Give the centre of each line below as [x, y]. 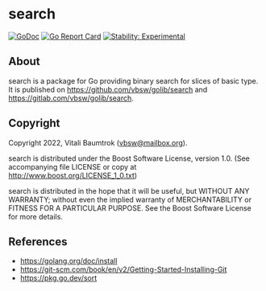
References [38, 242]
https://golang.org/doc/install [69, 261]
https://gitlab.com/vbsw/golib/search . [71, 98]
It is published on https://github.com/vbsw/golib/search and [108, 89]
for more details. [35, 216]
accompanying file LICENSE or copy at [73, 166]
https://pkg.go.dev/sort [58, 278]
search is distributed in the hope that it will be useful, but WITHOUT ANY [129, 191]
